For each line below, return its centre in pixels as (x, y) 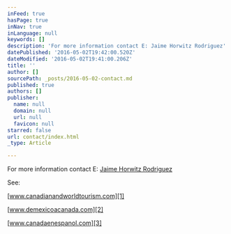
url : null (28, 117)
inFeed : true (26, 14)
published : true (31, 85)
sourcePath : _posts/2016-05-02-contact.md (70, 78)
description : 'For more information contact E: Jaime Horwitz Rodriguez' (117, 46)
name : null (29, 104)
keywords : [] (26, 40)
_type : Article (29, 143)
